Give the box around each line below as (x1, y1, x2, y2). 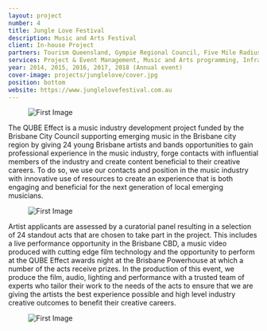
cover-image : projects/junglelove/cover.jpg (8, 71, 158, 79)
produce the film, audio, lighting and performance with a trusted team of (8, 273, 245, 282)
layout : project (8, 11, 62, 20)
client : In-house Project (8, 41, 94, 49)
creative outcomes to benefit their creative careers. (8, 298, 176, 308)
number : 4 (8, 19, 41, 27)
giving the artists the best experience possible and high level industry (8, 290, 236, 299)
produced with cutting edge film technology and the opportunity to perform (8, 247, 256, 257)
